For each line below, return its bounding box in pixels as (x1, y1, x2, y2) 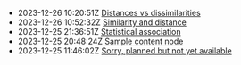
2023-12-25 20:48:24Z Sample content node (17, 36, 184, 46)
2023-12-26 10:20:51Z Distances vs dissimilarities (17, 8, 201, 18)
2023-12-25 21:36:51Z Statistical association (17, 27, 181, 37)
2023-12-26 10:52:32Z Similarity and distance (17, 17, 187, 28)
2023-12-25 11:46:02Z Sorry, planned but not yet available (17, 45, 232, 56)
